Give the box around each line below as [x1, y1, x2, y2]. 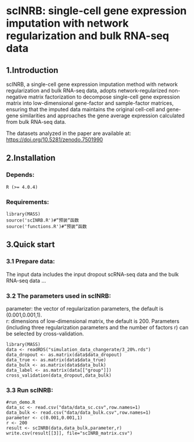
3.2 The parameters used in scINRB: [6, 292, 112, 300]
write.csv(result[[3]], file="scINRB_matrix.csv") [6, 430, 133, 437]
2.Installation [6, 153, 56, 163]
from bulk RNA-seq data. [6, 118, 66, 125]
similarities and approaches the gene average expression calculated [19, 112, 185, 119]
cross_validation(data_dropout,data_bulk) [6, 372, 112, 378]
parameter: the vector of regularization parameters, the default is [6, 305, 163, 312]
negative [6, 93, 28, 100]
